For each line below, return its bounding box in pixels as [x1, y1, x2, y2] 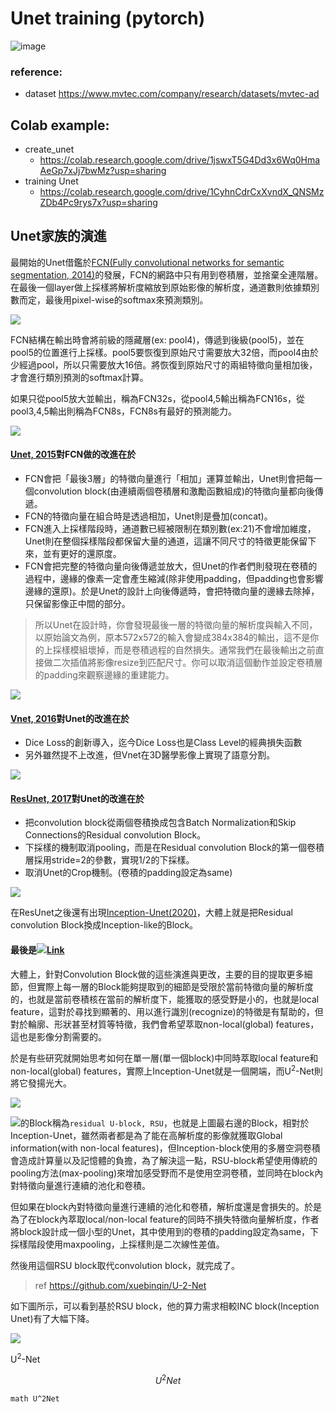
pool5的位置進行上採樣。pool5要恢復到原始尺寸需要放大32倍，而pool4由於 [10, 346, 320, 358]
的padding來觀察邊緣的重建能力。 [34, 669, 175, 681]
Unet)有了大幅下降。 [10, 1313, 95, 1325]
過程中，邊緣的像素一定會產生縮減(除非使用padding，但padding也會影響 [24, 573, 324, 585]
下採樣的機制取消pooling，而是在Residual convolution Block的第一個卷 [24, 842, 316, 854]
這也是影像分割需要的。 [10, 1030, 107, 1042]
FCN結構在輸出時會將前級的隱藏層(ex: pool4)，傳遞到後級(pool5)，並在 [10, 333, 305, 346]
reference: [10, 65, 63, 79]
